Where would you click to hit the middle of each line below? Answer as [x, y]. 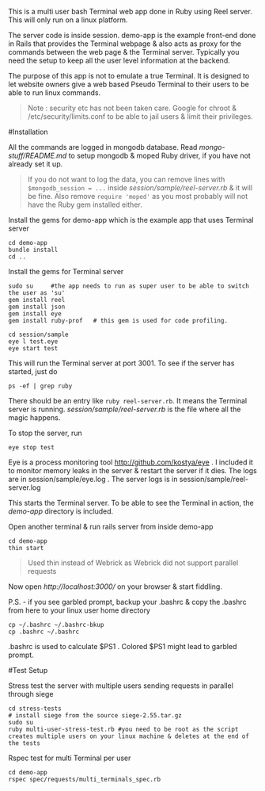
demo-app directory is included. [61, 511]
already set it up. [36, 164]
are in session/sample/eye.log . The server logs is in [93, 479]
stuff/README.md [38, 155]
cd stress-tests [35, 709]
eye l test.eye [33, 342]
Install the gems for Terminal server [66, 271]
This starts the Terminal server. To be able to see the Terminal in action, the [131, 503]
